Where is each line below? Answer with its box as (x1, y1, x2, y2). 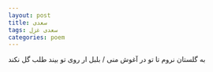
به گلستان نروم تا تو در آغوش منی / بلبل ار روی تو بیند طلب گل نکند (8, 55, 206, 64)
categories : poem (8, 33, 65, 41)
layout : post (8, 11, 51, 20)
